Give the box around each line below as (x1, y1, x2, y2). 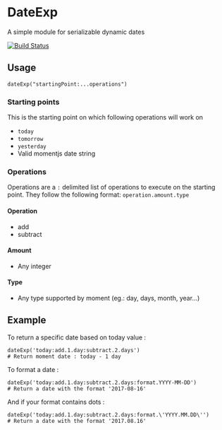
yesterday (17, 143, 47, 151)
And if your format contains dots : (7, 397, 105, 406)
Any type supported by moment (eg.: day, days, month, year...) (17, 294, 200, 302)
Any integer (17, 262, 51, 270)
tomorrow (17, 136, 44, 143)
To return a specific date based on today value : (7, 333, 147, 342)
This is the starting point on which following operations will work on (7, 113, 203, 122)
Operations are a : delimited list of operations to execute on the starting (7, 183, 216, 192)
